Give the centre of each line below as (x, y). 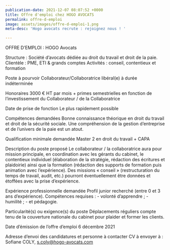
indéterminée (19, 84)
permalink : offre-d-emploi (34, 19)
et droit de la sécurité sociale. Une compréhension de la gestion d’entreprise (85, 124)
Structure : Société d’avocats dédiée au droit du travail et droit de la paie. (81, 58)
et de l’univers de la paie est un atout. (44, 129)
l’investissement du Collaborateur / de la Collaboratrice (63, 99)
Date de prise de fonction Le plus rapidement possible (62, 109)
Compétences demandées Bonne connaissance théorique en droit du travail (85, 118)
